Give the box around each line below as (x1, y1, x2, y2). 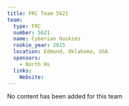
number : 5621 (13, 29, 51, 36)
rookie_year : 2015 (13, 42, 66, 49)
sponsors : (13, 55, 41, 62)
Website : (19, 73, 44, 81)
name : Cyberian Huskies (13, 36, 81, 42)
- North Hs (19, 61, 51, 68)
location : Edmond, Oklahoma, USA (13, 49, 109, 55)
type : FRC (13, 23, 41, 29)
